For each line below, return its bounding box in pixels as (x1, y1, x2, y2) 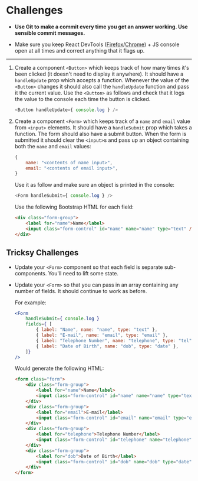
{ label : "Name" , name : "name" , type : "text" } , (36, 327, 158, 333)
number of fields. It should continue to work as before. (14, 287, 147, 294)
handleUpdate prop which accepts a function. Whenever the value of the (14, 76, 190, 83)
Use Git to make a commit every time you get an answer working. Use (14, 23, 189, 30)
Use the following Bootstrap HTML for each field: (14, 203, 134, 210)
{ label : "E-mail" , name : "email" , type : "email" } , (36, 332, 169, 338)
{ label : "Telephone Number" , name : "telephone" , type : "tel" (36, 337, 192, 343)
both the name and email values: (14, 142, 91, 149)
